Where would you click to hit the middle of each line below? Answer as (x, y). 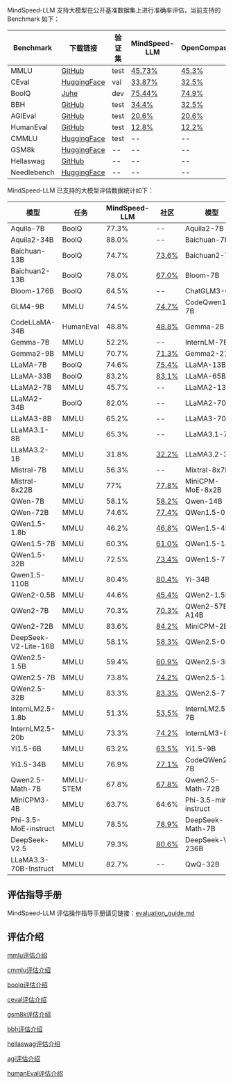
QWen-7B (28, 501)
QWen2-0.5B (33, 595)
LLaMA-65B (206, 376)
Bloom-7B (202, 275)
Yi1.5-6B (26, 749)
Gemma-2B (204, 327)
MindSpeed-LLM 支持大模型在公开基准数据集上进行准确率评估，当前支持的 (114, 10)
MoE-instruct (33, 829)
